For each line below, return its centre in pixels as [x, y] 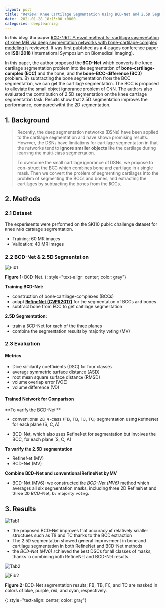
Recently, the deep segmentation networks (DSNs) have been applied [88, 132]
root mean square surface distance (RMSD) [56, 377]
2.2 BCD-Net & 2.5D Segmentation [47, 257]
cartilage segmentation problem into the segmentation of [63, 68]
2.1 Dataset [18, 213]
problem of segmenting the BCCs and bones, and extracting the [82, 179]
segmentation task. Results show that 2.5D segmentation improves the [77, 100]
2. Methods [23, 199]
